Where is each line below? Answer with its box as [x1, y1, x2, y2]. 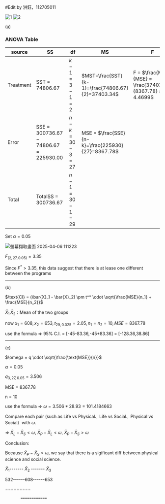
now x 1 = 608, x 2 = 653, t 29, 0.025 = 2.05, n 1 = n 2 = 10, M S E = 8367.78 [5, 320, 146, 327]
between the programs [5, 270, 52, 276]
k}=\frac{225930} [81, 142, 124, 149]
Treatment [7, 82, 31, 89]
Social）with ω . [5, 420, 36, 426]
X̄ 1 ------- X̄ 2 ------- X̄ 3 [5, 466, 52, 473]
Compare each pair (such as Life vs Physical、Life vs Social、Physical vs [5, 413, 154, 420]
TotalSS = [36, 193, 58, 200]
